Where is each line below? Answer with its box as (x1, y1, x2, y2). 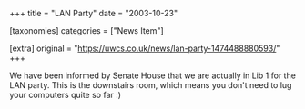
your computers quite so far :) (9, 90, 121, 100)
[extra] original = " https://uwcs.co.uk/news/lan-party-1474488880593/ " (9, 43, 280, 54)
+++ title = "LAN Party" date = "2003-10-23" (9, 8, 178, 18)
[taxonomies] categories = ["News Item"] (9, 25, 164, 35)
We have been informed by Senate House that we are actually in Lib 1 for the (9, 70, 296, 81)
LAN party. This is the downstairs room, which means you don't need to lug (9, 80, 292, 90)
